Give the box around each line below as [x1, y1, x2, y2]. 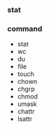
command [7, 23, 43, 33]
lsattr [17, 115, 33, 123]
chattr [17, 107, 35, 116]
